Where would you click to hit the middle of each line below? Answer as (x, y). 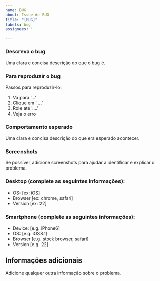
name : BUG (16, 10)
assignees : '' (21, 29)
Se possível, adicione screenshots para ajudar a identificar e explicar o (80, 163)
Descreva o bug (25, 52)
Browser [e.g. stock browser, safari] (51, 239)
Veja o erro (24, 114)
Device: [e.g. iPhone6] (36, 228)
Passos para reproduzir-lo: (34, 87)
